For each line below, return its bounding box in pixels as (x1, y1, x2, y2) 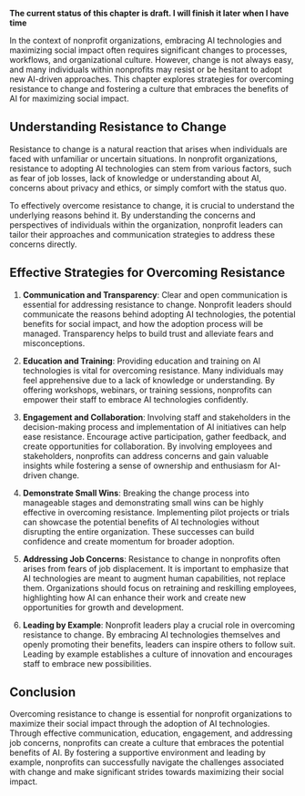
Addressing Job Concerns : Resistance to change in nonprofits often (22, 553, 280, 564)
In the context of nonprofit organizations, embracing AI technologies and (9, 36, 282, 46)
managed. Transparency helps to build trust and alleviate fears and (22, 328, 274, 339)
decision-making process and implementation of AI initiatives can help (22, 421, 287, 432)
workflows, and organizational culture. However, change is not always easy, (9, 55, 294, 65)
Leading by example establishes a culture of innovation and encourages (22, 648, 293, 659)
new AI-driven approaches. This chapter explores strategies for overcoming (9, 74, 294, 85)
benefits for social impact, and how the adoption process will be (22, 318, 264, 329)
